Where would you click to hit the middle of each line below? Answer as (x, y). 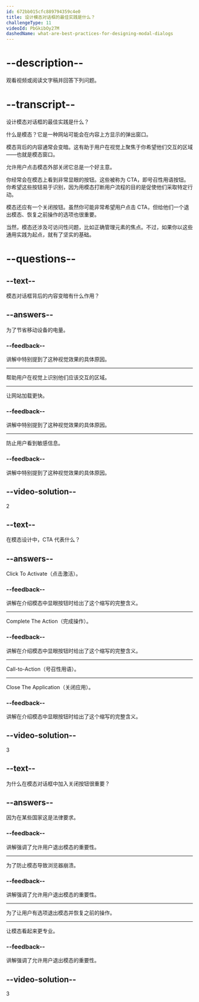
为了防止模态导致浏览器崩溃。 (42, 865)
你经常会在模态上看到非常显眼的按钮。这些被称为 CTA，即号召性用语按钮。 (98, 180)
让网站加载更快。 (27, 396)
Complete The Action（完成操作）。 (49, 622)
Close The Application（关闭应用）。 (50, 687)
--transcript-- (41, 105)
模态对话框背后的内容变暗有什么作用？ (53, 296)
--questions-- (41, 259)
